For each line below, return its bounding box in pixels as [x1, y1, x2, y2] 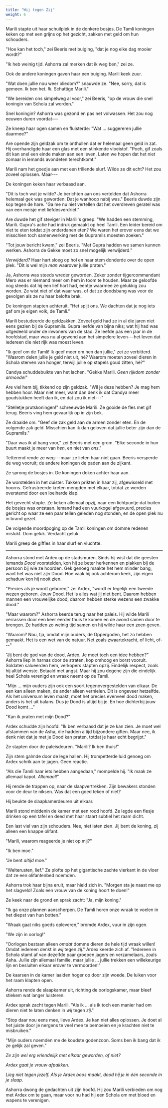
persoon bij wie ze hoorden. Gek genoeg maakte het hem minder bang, [5, 565, 152, 571]
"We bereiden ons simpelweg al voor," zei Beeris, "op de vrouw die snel [5, 95, 153, 101]
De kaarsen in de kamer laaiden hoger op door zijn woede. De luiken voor [5, 972, 157, 978]
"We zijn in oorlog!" [5, 931, 46, 937]
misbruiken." [5, 1028, 31, 1034]
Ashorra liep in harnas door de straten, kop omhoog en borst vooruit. [5, 657, 147, 663]
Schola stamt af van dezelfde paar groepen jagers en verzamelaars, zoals [5, 952, 157, 958]
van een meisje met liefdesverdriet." [5, 206, 80, 212]
